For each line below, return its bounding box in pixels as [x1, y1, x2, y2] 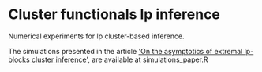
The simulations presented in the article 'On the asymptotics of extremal [8, 46, 243, 56]
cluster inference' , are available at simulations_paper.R [31, 55, 208, 64]
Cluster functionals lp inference [8, 5, 221, 23]
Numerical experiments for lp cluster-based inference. [8, 31, 185, 41]
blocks [8, 55, 30, 64]
